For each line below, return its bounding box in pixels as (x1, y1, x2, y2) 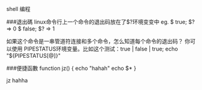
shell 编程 (6, 5, 31, 12)
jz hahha (6, 77, 28, 84)
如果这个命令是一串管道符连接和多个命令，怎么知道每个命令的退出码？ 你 (6, 38, 190, 44)
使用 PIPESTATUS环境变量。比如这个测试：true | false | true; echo (11, 45, 179, 52)
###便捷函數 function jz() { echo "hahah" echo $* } (6, 64, 137, 72)
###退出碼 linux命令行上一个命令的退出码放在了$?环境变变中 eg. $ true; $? (6, 18, 195, 26)
